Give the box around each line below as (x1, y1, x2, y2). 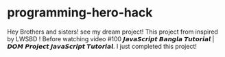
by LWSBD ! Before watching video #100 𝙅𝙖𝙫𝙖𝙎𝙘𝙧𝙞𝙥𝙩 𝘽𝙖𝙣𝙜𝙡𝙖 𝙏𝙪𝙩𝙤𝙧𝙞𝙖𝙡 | (7, 34, 215, 43)
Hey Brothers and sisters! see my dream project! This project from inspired (7, 27, 218, 36)
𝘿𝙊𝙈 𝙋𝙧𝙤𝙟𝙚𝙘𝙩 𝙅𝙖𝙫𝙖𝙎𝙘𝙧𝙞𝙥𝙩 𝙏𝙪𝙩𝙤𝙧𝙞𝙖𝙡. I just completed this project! (7, 42, 198, 50)
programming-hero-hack (7, 5, 153, 21)
